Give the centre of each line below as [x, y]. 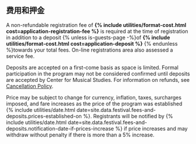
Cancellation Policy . [30, 86]
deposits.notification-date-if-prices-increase [60, 128]
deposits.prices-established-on [44, 116]
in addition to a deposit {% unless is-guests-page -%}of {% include [88, 37]
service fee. [20, 56]
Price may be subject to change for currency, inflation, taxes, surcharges [94, 97]
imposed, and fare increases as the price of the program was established [94, 104]
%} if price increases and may [152, 128]
